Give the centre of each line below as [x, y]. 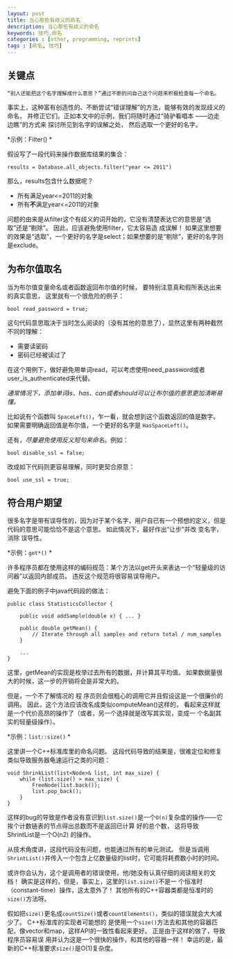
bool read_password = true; [48, 309]
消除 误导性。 [26, 538]
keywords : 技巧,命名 [35, 33]
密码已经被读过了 [42, 355]
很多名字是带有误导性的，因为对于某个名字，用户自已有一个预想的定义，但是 [116, 520]
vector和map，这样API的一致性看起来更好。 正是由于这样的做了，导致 [125, 931]
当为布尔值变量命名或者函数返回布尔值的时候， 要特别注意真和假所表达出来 [114, 287]
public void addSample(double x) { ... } [80, 616]
